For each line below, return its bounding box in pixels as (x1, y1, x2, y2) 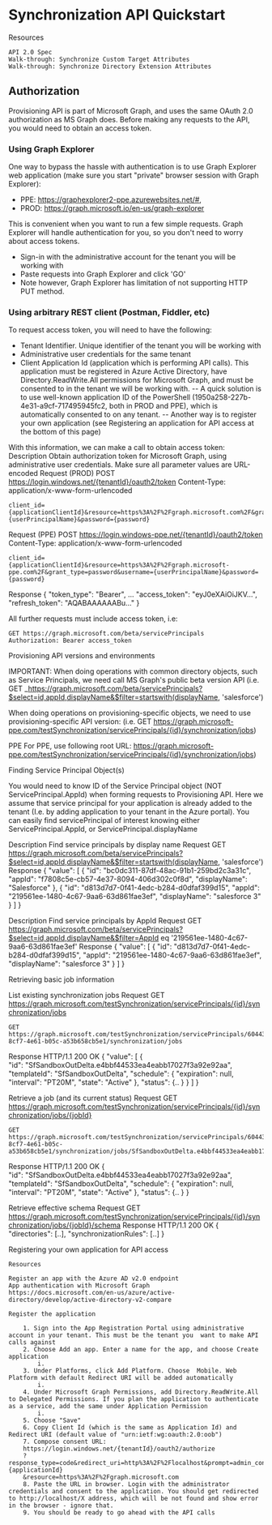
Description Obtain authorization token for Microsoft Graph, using (8, 452, 227, 461)
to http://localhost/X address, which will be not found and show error (8, 1494, 259, 1503)
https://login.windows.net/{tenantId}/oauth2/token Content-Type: (8, 477, 227, 487)
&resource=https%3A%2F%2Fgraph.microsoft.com (23, 1473, 180, 1481)
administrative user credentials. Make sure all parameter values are (8, 460, 232, 469)
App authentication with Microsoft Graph (8, 1282, 151, 1290)
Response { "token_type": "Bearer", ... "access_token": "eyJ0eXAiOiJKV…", (8, 589, 257, 599)
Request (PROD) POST (40, 469, 116, 478)
